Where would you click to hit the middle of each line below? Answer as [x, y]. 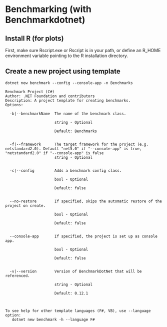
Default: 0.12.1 [71, 293]
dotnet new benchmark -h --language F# [53, 319]
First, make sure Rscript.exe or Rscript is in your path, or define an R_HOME [83, 50]
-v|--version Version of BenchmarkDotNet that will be [76, 271]
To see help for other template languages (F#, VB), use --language [78, 311]
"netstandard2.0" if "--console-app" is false [54, 153]
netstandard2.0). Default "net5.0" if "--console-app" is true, [73, 149]
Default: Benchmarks [76, 131]
